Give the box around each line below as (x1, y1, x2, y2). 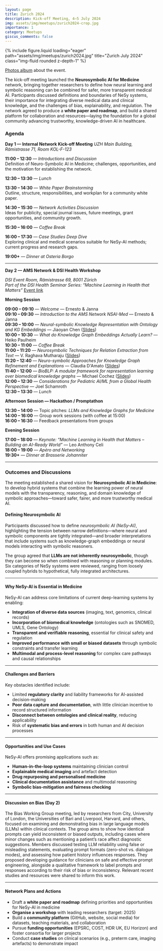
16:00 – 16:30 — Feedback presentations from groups (5, 418, 114, 424)
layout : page (5, 7, 32, 12)
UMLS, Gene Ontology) (12, 624, 59, 630)
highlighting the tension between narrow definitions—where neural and (5, 528, 147, 534)
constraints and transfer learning (12, 645, 78, 651)
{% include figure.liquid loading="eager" (5, 47, 86, 53)
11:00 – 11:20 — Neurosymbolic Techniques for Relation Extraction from (5, 347, 148, 353)
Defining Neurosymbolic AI (5, 512, 61, 518)
